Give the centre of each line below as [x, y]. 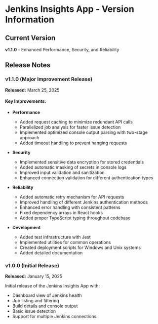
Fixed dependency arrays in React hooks [61, 212]
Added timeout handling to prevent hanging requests [73, 143]
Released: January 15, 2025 [34, 276]
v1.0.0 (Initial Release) [32, 265]
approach [29, 137]
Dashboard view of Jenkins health [47, 295]
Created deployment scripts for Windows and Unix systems [80, 247]
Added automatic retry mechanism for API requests [72, 197]
